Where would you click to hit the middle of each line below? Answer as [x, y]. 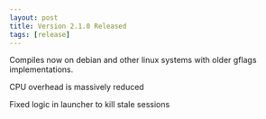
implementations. [41, 69]
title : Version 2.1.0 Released [68, 26]
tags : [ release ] [40, 34]
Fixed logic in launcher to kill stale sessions [90, 105]
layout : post [34, 18]
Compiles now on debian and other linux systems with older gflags [133, 60]
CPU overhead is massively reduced [77, 87]
